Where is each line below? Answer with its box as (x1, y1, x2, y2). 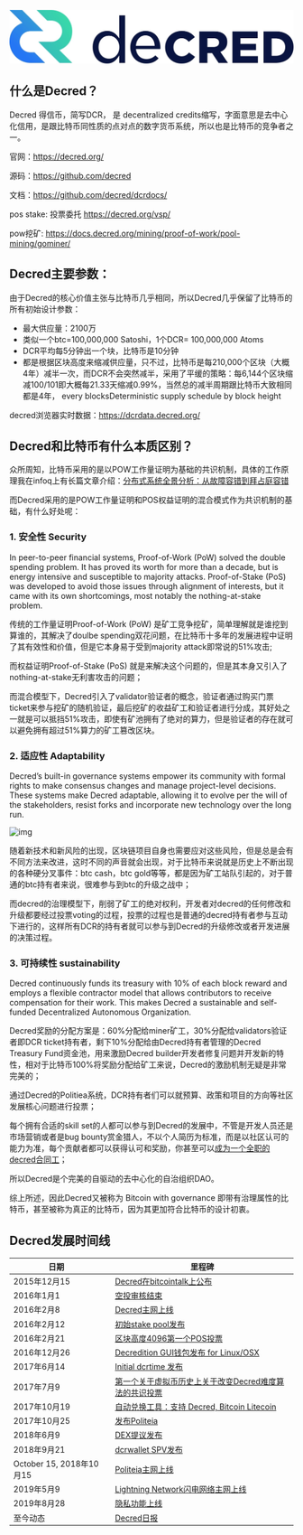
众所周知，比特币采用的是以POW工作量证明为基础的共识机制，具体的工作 (9, 464, 281, 475)
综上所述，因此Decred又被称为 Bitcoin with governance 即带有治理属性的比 (9, 1193, 289, 1203)
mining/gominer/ (9, 238, 71, 248)
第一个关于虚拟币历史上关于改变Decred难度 (115, 1375, 277, 1387)
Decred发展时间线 (9, 1232, 111, 1248)
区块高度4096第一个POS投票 (115, 1333, 224, 1343)
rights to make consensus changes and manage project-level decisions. (9, 781, 277, 791)
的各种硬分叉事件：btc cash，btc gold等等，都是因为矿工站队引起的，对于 (9, 868, 286, 879)
